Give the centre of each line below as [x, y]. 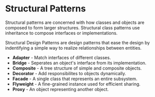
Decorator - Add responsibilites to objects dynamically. [69, 73]
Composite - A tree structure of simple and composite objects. [77, 68]
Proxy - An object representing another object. [60, 89]
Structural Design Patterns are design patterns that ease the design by [77, 42]
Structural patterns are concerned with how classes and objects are [75, 22]
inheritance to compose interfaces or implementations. [62, 33]
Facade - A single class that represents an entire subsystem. [75, 79]
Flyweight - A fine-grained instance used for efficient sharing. [76, 84]
